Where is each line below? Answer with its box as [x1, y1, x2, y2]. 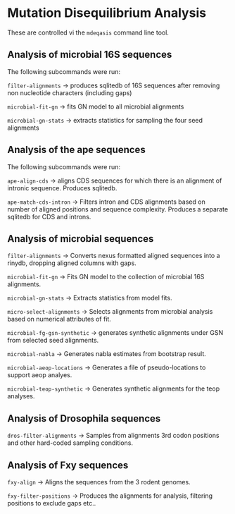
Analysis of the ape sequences [7, 144, 146, 156]
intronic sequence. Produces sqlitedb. [7, 183, 118, 192]
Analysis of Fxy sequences [7, 459, 129, 471]
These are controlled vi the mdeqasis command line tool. [7, 28, 169, 37]
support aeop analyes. [7, 371, 72, 379]
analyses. [7, 392, 35, 400]
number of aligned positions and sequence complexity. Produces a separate [7, 204, 229, 213]
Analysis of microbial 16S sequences [7, 49, 172, 61]
